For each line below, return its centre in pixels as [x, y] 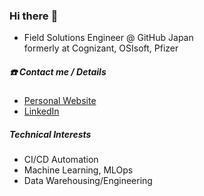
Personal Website [60, 101]
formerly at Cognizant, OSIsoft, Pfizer [101, 48]
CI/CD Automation [61, 160]
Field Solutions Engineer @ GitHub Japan [108, 38]
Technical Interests [50, 134]
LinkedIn [41, 111]
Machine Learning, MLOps [78, 170]
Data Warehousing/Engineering [88, 181]
